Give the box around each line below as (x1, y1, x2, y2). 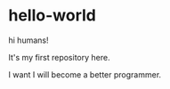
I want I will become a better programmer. (8, 69, 162, 80)
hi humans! (8, 35, 49, 45)
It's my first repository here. (8, 52, 110, 62)
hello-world (8, 5, 97, 26)
